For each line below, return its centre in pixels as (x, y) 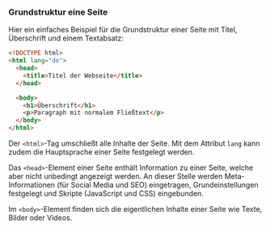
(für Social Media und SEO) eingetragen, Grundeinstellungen (157, 185)
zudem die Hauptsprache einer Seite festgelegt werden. (101, 152)
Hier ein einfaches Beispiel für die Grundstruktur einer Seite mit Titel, (123, 30)
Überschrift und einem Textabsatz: (66, 38)
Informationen (32, 185)
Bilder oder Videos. (40, 218)
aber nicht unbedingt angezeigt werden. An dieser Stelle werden (116, 176)
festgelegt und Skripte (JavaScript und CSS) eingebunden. (106, 193)
